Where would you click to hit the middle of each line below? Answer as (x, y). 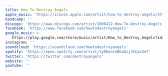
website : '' (17, 61)
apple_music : (19, 14)
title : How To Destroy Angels (37, 10)
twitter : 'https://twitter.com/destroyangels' (54, 56)
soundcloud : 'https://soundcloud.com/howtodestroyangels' (67, 47)
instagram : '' (20, 42)
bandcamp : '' (19, 19)
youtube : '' (17, 65)
